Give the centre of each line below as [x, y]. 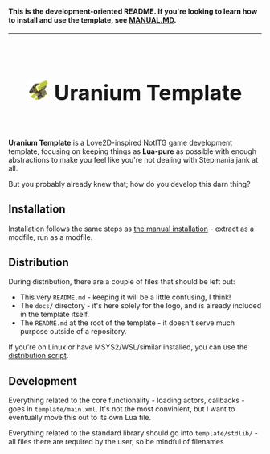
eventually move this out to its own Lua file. [80, 418]
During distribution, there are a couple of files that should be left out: [122, 282]
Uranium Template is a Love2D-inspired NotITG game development [121, 142]
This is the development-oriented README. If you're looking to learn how [133, 11]
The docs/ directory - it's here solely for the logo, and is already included [141, 306]
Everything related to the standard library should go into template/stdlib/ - [133, 433]
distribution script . [39, 356]
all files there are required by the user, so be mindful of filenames [116, 442]
